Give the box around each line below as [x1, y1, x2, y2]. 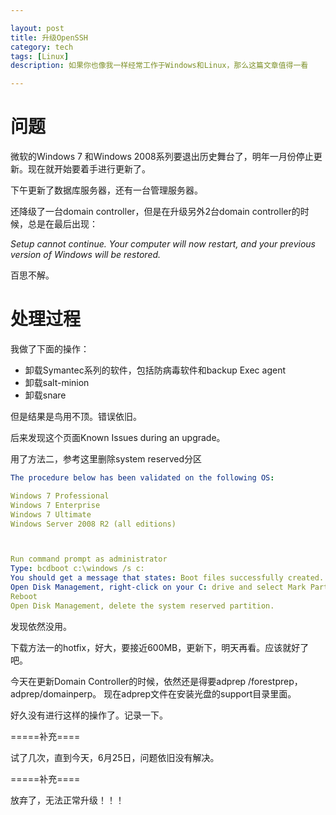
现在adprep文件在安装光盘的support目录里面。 [103, 687, 297, 700]
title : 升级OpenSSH [10, 32, 89, 43]
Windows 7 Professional [10, 491, 110, 501]
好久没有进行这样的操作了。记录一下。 [10, 709, 168, 721]
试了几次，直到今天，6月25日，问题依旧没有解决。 [10, 751, 220, 763]
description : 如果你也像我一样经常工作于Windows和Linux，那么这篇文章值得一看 [10, 61, 309, 71]
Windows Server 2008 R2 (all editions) [10, 519, 177, 529]
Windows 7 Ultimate [10, 509, 92, 520]
